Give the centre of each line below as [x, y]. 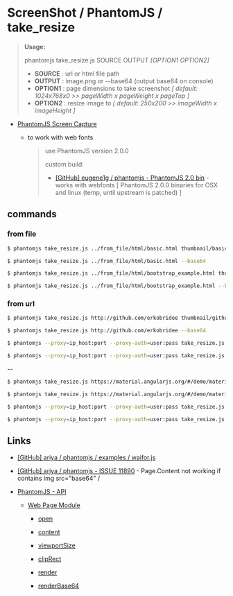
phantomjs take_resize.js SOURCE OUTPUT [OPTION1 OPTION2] [116, 60]
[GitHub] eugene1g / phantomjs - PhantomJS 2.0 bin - [132, 178]
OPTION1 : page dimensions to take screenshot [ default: [116, 88]
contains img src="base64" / [59, 478]
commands [32, 214]
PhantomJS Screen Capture [57, 124]
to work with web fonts [60, 137]
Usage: [35, 46]
